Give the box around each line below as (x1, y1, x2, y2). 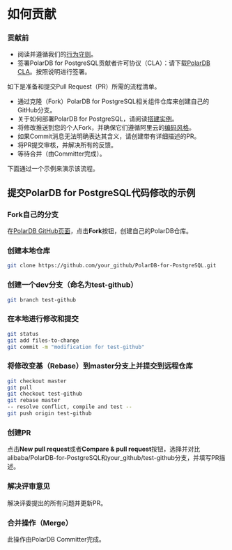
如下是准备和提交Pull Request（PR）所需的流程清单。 (7, 82, 161, 91)
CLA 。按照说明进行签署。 (17, 68, 91, 76)
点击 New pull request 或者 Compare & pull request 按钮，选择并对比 (7, 445, 201, 454)
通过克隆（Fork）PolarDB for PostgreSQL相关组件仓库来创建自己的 (17, 97, 210, 105)
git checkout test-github (7, 390, 82, 398)
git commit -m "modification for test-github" (7, 343, 145, 350)
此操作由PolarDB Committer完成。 (7, 535, 106, 543)
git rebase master (7, 397, 61, 404)
